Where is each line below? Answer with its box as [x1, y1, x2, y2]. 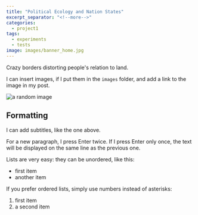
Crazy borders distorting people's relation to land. [6, 64, 129, 71]
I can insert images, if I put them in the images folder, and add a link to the [6, 75, 187, 82]
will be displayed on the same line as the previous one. [6, 144, 141, 151]
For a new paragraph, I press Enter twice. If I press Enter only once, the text [6, 138, 192, 145]
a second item [14, 203, 50, 210]
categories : [6, 20, 36, 26]
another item [14, 173, 47, 180]
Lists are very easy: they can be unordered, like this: [6, 155, 135, 163]
